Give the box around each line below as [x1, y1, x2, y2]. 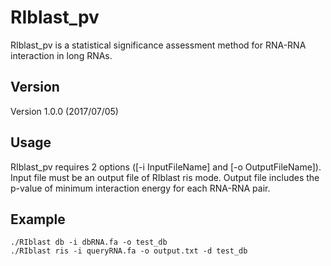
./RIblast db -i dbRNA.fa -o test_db [10, 237, 168, 248]
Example [10, 211, 66, 228]
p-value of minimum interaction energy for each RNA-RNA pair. [10, 182, 271, 194]
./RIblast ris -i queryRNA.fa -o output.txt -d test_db [10, 246, 248, 256]
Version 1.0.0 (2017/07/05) [10, 105, 119, 117]
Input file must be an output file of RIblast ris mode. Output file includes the [10, 171, 320, 183]
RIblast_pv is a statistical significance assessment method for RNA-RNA [10, 39, 307, 51]
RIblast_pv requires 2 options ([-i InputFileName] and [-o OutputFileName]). [10, 161, 322, 173]
